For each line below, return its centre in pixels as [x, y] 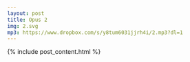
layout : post [26, 13]
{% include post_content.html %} [54, 52]
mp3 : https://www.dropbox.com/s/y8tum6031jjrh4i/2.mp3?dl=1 [95, 32]
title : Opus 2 [28, 20]
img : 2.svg [23, 26]
